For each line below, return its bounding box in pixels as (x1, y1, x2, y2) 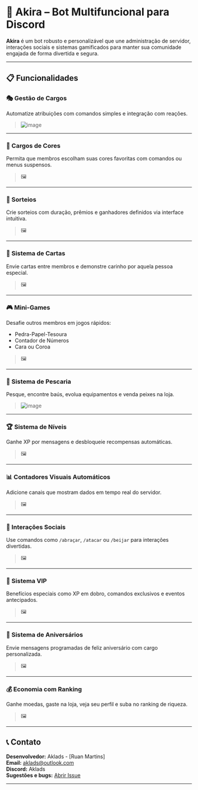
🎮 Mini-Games (6, 304, 51, 312)
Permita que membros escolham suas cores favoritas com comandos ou (6, 154, 182, 162)
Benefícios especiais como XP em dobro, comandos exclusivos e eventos (6, 590, 185, 597)
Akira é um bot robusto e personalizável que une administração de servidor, (6, 37, 191, 44)
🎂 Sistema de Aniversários (6, 631, 84, 639)
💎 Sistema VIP (6, 577, 47, 585)
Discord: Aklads (6, 765, 45, 772)
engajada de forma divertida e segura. (6, 50, 99, 57)
